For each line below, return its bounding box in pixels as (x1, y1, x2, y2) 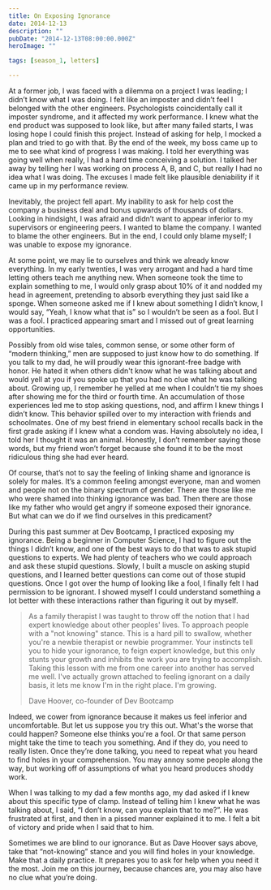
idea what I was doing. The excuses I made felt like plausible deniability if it (8, 172, 260, 182)
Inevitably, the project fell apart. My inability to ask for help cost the (8, 196, 234, 206)
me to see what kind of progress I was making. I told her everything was (8, 147, 250, 156)
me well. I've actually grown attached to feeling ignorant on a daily (28, 672, 251, 681)
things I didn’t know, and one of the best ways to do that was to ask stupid (8, 544, 257, 553)
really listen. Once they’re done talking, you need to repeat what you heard (8, 746, 258, 755)
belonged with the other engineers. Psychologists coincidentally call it (8, 103, 243, 113)
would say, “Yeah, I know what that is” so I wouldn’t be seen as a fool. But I (8, 307, 259, 316)
